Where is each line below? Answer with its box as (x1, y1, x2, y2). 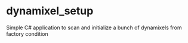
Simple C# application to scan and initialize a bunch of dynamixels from (6, 24, 182, 31)
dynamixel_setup (6, 4, 94, 18)
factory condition (6, 30, 49, 37)
